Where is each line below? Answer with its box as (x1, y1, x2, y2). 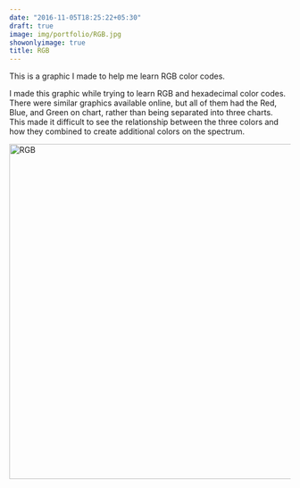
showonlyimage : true (9, 38, 87, 47)
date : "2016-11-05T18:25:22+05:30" (9, 13, 142, 22)
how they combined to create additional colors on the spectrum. (9, 126, 246, 137)
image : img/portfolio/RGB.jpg (9, 29, 122, 38)
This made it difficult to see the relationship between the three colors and (9, 117, 279, 128)
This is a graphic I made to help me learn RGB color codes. (9, 71, 226, 81)
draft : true (9, 21, 54, 30)
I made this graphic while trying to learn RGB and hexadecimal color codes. (9, 88, 287, 99)
